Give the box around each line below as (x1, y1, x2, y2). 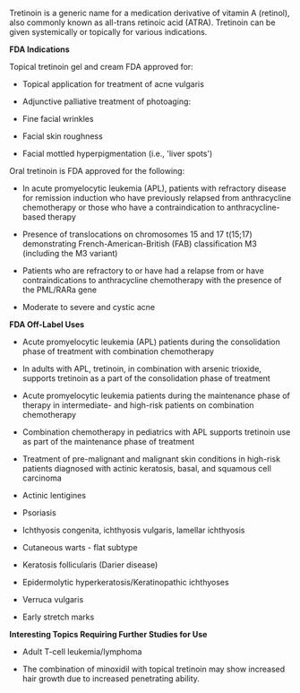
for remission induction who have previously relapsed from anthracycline (21, 193, 292, 203)
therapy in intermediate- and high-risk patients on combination (21, 400, 254, 411)
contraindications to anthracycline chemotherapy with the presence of (21, 275, 282, 285)
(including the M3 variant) (21, 248, 118, 258)
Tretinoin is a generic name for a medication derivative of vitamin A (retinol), (9, 8, 290, 18)
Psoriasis (21, 507, 56, 518)
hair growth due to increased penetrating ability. (21, 673, 200, 684)
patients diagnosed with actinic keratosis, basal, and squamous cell (21, 463, 271, 473)
